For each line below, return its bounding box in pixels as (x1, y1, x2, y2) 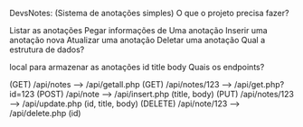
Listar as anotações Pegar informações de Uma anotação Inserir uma (9, 25, 269, 35)
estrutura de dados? (9, 44, 85, 55)
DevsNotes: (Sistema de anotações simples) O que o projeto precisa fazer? (9, 8, 289, 18)
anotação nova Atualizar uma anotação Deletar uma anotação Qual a (9, 35, 266, 45)
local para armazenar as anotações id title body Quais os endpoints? (9, 62, 265, 72)
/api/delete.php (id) (9, 108, 81, 118)
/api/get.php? (233, 79, 285, 89)
